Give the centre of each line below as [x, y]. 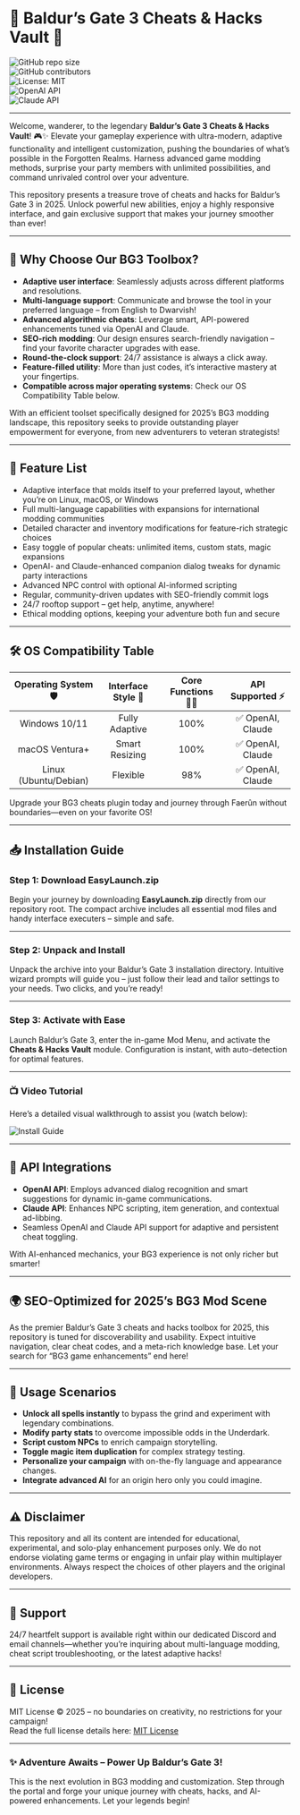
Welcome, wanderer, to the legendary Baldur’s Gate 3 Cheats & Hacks [139, 125]
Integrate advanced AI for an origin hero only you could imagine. [142, 1480]
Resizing [128, 755]
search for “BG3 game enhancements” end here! [99, 1356]
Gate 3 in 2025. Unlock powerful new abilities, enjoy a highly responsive [142, 204]
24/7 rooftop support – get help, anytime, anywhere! [118, 604]
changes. [39, 1470]
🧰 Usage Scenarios [63, 1392]
